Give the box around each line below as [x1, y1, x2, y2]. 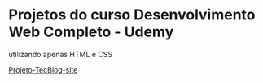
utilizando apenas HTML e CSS [8, 49, 113, 59]
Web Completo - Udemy [8, 23, 174, 41]
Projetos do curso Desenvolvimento [8, 6, 256, 24]
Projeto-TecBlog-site [8, 64, 78, 74]
